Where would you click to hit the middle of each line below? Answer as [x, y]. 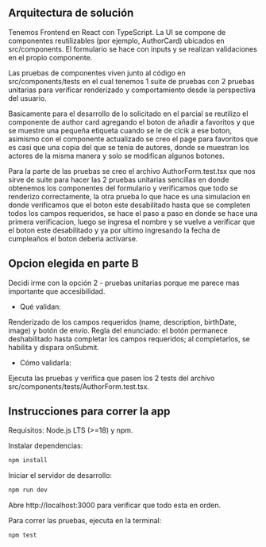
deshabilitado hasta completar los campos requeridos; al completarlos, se [129, 339]
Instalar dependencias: [46, 446]
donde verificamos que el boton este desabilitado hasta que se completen [129, 205]
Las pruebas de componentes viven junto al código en [97, 73]
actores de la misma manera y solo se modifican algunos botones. [116, 156]
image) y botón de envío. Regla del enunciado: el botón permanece [118, 330]
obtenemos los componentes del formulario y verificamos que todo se [123, 188]
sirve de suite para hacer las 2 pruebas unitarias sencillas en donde [119, 179]
